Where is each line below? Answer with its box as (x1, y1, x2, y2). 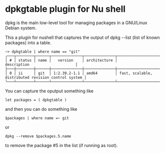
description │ (5, 62, 78, 67)
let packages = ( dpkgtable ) (5, 97, 67, 102)
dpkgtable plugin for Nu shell (5, 3, 126, 15)
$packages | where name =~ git (5, 116, 69, 121)
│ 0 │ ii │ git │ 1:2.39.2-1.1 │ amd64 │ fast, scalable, (5, 70, 153, 76)
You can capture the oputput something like (5, 88, 94, 94)
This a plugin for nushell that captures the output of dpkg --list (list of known (5, 34, 160, 40)
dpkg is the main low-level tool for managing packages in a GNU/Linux (5, 20, 147, 26)
